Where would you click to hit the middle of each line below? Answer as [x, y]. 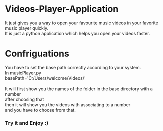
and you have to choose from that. [40, 110]
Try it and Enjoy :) [27, 123]
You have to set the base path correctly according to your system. [73, 67]
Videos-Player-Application [62, 9]
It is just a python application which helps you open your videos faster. [78, 33]
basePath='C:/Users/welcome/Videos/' [45, 78]
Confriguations [37, 54]
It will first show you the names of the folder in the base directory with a [79, 89]
